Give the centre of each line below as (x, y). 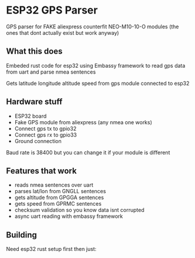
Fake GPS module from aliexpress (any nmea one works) (83, 122)
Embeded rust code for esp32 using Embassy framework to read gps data (96, 65)
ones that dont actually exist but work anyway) (63, 32)
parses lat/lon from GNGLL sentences (60, 191)
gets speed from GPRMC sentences (58, 204)
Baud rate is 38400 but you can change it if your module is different (88, 152)
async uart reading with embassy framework (69, 216)
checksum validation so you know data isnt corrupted (80, 210)
